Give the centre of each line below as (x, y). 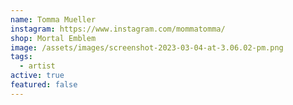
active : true (37, 76)
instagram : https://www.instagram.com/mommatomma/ (118, 29)
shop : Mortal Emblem (53, 38)
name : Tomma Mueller (53, 19)
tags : (21, 57)
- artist (37, 66)
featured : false (44, 85)
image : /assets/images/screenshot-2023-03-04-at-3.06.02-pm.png (147, 47)
